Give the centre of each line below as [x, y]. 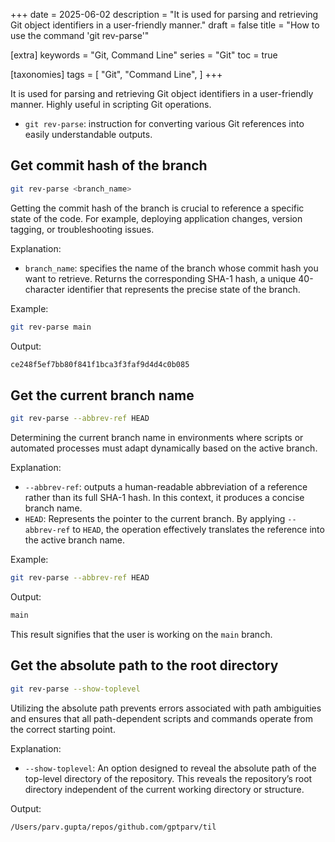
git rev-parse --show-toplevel [75, 689]
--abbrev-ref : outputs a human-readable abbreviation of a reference [166, 487]
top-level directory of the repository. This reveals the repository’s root [168, 778]
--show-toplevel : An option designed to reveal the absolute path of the [170, 768]
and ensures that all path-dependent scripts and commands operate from [162, 718]
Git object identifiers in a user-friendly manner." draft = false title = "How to [165, 25]
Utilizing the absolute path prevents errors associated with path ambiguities [166, 708]
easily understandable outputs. [88, 134]
